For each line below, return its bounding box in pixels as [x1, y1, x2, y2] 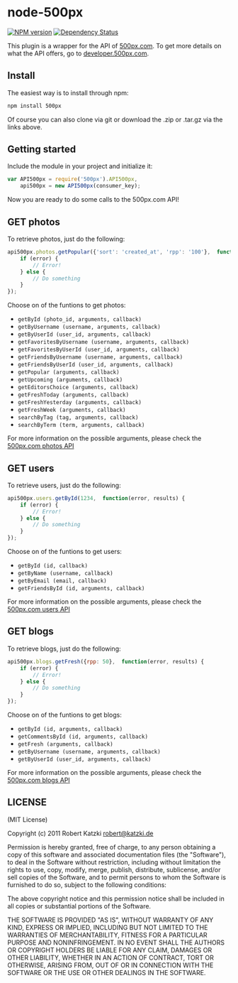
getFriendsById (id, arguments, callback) [17, 585, 145, 592]
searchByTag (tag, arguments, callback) [17, 414, 139, 421]
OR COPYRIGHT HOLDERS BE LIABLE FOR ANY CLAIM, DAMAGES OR [7, 945, 212, 954]
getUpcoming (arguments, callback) [17, 376, 123, 384]
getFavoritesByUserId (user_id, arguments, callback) [17, 346, 180, 354]
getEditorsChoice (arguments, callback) [17, 384, 139, 391]
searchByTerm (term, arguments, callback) [17, 422, 145, 429]
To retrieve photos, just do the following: [7, 235, 125, 243]
